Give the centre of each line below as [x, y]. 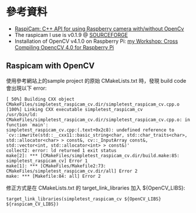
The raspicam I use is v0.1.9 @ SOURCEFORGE [71, 35]
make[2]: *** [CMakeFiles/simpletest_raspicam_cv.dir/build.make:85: [93, 155]
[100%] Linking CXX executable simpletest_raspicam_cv [75, 109]
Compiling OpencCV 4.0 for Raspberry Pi [64, 47]
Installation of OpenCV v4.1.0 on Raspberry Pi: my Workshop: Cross [96, 41]
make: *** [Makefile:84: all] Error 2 [53, 176]
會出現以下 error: [26, 88]
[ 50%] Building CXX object [40, 99]
